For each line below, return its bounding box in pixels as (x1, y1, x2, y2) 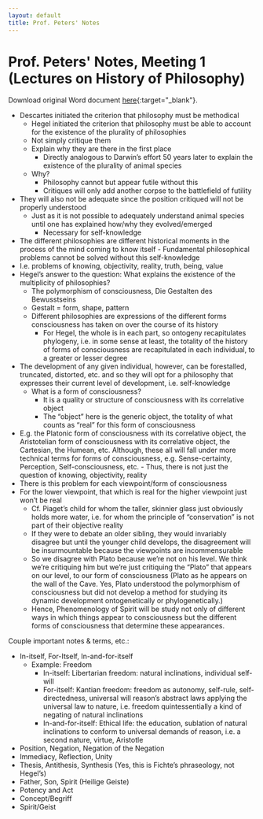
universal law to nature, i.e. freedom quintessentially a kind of (42, 702, 242, 711)
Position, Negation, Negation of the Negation (19, 743, 165, 753)
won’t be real (19, 495, 63, 505)
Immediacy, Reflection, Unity (19, 752, 113, 762)
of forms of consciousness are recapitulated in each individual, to (42, 345, 255, 354)
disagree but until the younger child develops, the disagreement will (31, 537, 251, 547)
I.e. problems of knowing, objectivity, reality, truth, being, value (19, 261, 224, 271)
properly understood (19, 202, 87, 213)
